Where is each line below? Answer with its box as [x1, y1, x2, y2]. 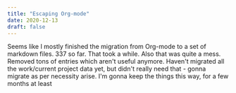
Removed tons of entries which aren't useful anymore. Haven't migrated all [7, 57, 225, 66]
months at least [7, 80, 53, 88]
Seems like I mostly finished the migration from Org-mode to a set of [7, 43, 206, 51]
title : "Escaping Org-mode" [7, 10, 90, 17]
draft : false [7, 23, 46, 30]
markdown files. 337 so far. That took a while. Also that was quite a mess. [7, 50, 221, 58]
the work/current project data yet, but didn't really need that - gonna [7, 64, 206, 73]
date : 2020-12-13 [7, 17, 58, 24]
